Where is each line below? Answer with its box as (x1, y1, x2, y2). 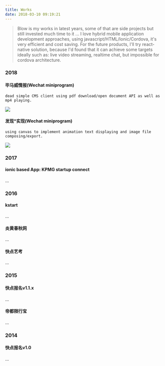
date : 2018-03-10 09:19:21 (5, 12, 61, 17)
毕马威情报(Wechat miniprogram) (5, 82, 75, 88)
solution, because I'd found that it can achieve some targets (31, 46, 153, 52)
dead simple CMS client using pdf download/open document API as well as (5, 93, 161, 98)
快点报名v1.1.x (5, 285, 34, 291)
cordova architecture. (17, 57, 61, 63)
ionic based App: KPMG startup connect (5, 167, 90, 173)
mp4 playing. (5, 97, 32, 103)
